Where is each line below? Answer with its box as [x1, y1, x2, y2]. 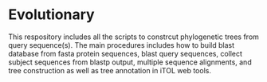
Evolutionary [8, 6, 95, 24]
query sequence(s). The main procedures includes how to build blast [8, 40, 235, 49]
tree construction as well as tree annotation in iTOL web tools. [8, 65, 211, 75]
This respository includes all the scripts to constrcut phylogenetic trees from [8, 32, 259, 41]
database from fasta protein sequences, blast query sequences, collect [8, 49, 243, 58]
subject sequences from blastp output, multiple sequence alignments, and [8, 57, 253, 67]
